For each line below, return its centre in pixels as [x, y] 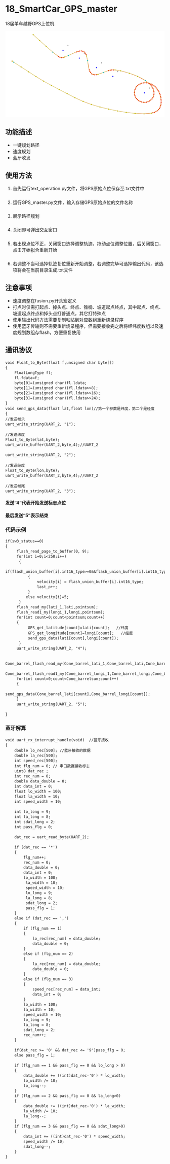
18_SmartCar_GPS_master [61, 9]
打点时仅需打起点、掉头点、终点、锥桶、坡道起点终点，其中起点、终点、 [88, 307]
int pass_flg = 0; [34, 827]
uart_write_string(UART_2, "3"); [40, 491]
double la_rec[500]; [36, 756]
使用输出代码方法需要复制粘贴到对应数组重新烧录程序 [68, 320]
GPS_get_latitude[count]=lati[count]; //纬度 [78, 628]
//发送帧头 [15, 419]
